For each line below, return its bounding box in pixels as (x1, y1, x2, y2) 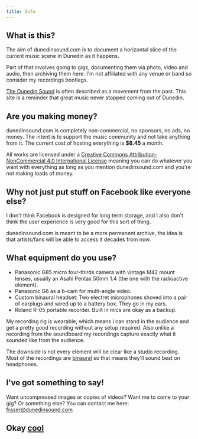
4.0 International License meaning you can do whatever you (47, 157, 193, 164)
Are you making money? (6, 111, 98, 121)
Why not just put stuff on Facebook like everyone (6, 187, 191, 197)
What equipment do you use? (6, 253, 117, 263)
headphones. (6, 360, 38, 368)
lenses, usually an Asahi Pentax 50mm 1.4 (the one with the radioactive (14, 275, 188, 282)
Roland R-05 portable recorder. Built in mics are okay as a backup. (14, 306, 177, 313)
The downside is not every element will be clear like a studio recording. (6, 348, 180, 355)
